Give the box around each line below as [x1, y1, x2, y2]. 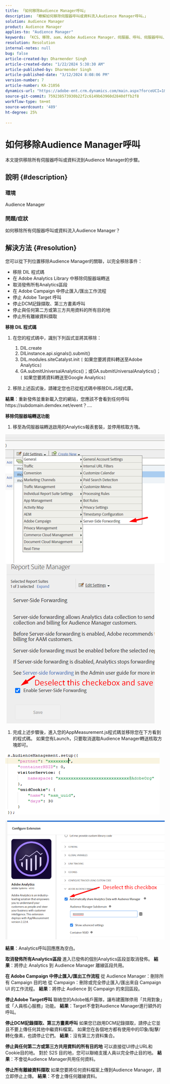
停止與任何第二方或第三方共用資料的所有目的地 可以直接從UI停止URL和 [5, 1043, 153, 1049]
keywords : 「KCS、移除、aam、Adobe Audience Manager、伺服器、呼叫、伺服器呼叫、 [5, 35, 167, 40]
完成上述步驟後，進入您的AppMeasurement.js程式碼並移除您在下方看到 [12, 729, 161, 735]
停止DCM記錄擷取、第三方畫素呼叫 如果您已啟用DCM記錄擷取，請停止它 [5, 1020, 156, 1026]
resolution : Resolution [5, 41, 56, 46]
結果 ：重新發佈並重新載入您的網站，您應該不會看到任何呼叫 [5, 396, 130, 402]
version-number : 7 [5, 78, 44, 83]
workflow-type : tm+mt [5, 99, 51, 104]
